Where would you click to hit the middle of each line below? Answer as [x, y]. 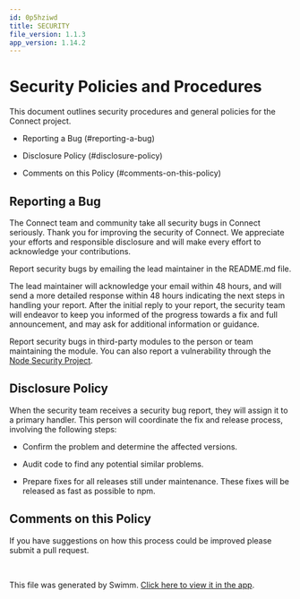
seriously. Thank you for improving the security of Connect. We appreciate [147, 232]
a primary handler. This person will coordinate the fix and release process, [146, 419]
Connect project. [40, 121]
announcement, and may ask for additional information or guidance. [134, 324]
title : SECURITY [39, 26]
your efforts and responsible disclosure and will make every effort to [135, 242]
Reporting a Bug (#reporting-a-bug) [88, 139]
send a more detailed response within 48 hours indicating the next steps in [147, 295]
